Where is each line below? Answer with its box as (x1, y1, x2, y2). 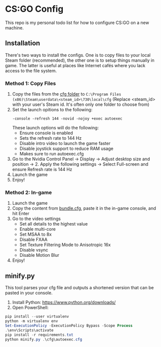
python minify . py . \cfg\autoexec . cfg (5, 337, 82, 342)
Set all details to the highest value (19, 221, 88, 227)
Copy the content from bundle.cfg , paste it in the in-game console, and (12, 205, 156, 211)
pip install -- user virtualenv (5, 314, 69, 319)
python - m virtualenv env (5, 319, 58, 324)
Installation (5, 39, 40, 48)
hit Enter (12, 211, 29, 217)
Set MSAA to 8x (19, 231, 52, 237)
